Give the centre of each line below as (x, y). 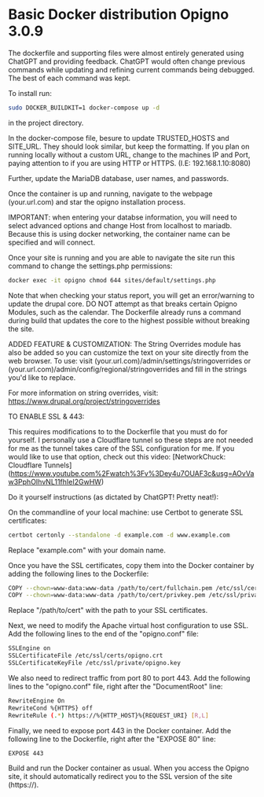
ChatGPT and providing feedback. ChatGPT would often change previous (127, 61)
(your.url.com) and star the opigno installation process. (97, 201)
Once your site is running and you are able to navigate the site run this (122, 257)
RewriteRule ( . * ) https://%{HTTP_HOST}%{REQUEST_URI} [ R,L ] (109, 715)
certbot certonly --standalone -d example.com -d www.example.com (119, 535)
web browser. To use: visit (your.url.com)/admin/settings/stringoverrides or (130, 360)
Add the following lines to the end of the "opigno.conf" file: (103, 634)
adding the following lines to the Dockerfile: (79, 574)
